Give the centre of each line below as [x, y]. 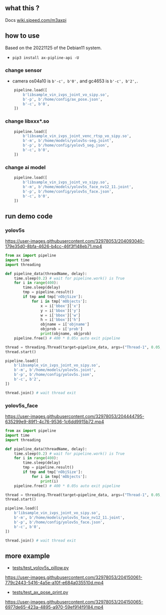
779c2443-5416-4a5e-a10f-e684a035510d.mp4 [54, 583]
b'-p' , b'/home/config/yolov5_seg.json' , [66, 145]
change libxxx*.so [27, 121]
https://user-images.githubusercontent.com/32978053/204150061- [74, 577]
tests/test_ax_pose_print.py [40, 592]
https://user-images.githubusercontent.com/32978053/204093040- [75, 241]
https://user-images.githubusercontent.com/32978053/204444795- [75, 416]
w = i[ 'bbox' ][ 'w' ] [60, 315]
